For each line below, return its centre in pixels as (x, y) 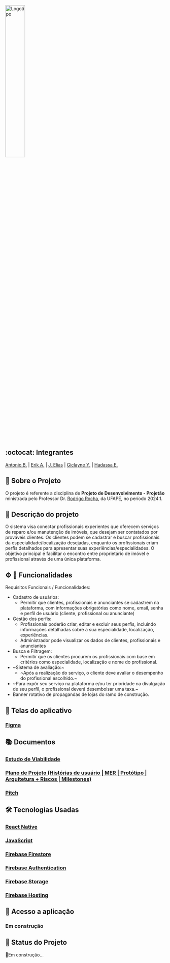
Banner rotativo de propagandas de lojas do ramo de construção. (81, 694)
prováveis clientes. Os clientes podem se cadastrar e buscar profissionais (82, 537)
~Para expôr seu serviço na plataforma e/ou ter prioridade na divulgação (89, 684)
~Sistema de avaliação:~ (38, 667)
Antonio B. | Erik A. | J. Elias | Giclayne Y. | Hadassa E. (62, 464)
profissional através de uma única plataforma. (53, 559)
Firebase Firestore (28, 854)
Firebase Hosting (27, 895)
